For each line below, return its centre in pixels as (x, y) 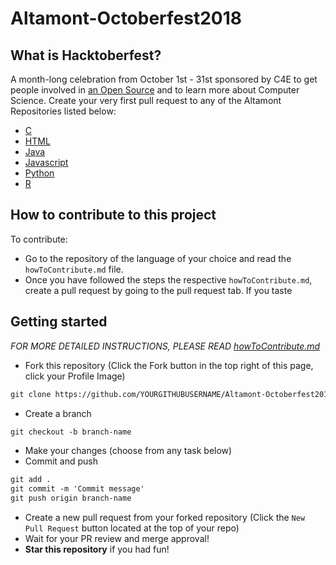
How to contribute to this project (113, 215)
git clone (31, 394)
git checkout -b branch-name (71, 432)
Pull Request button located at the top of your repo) (132, 528)
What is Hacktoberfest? (86, 55)
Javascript (46, 162)
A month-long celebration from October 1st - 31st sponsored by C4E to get (164, 79)
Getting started (59, 322)
